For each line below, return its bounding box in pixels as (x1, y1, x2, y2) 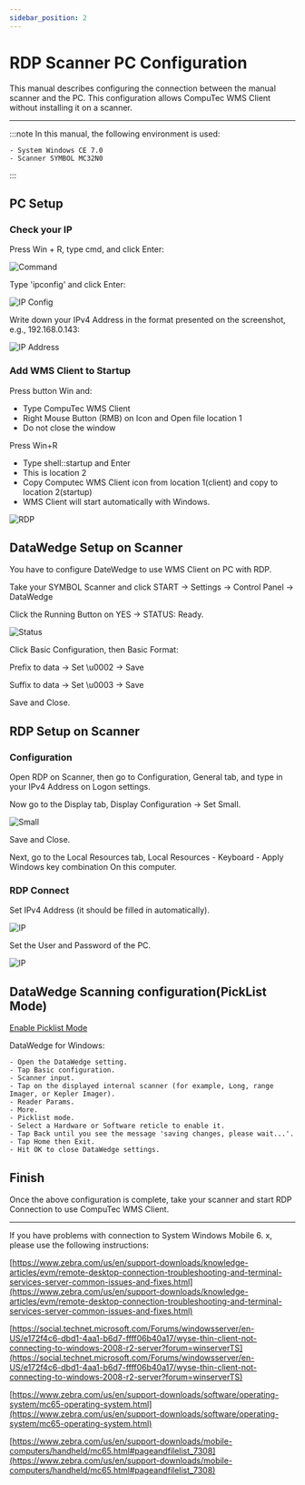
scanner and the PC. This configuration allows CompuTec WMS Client (9, 92, 271, 103)
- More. (9, 1106, 39, 1115)
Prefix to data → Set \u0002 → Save (9, 662, 144, 673)
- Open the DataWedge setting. (9, 1057, 128, 1067)
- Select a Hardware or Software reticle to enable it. (9, 1121, 225, 1131)
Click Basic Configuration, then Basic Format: (9, 644, 179, 655)
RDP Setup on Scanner (9, 723, 141, 739)
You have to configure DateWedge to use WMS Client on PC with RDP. (9, 564, 272, 575)
